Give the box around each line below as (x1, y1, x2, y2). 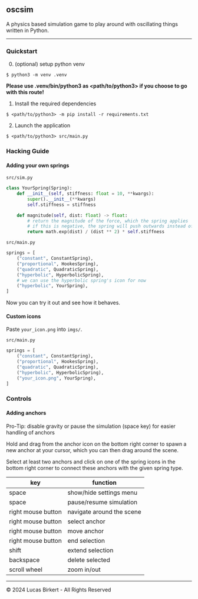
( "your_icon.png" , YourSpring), (16, 375, 96, 381)
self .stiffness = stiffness (27, 201, 96, 208)
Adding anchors (6, 410, 47, 417)
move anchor (67, 527, 104, 535)
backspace (9, 556, 40, 564)
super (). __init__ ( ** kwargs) (27, 196, 96, 202)
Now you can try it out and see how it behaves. (6, 299, 121, 307)
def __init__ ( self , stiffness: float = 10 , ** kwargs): (16, 191, 154, 197)
